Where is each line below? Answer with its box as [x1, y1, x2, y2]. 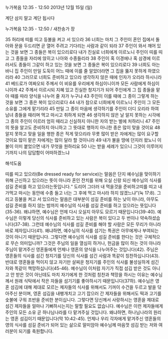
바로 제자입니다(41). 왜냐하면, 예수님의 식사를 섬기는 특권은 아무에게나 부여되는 [5, 228, 159, 233]
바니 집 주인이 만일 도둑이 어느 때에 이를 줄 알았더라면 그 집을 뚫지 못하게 [5, 68, 147, 74]
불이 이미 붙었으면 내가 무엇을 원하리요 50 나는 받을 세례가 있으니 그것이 [5, 143, 145, 149]
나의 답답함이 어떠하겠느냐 [18, 150, 70, 155]
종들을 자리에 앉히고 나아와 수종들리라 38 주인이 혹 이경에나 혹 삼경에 [16, 55, 151, 61]
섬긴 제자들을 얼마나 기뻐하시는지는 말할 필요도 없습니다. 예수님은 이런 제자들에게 [5, 303, 163, 309]
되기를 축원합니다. [18, 328, 54, 334]
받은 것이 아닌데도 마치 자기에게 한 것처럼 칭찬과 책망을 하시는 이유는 [16, 272, 149, 278]
